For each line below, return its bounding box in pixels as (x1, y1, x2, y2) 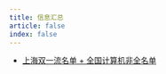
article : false (9, 21, 66, 30)
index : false (9, 29, 58, 38)
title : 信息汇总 (9, 12, 64, 22)
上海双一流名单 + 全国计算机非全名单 (21, 55, 157, 66)
